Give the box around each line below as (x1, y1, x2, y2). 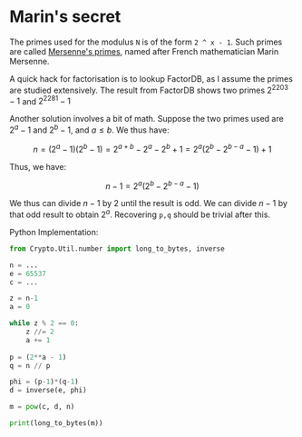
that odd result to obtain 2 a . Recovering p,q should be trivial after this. (9, 207, 270, 220)
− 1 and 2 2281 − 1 (9, 94, 71, 106)
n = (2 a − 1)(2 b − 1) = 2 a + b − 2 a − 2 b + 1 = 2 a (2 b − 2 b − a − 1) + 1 (33, 142, 272, 154)
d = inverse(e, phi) (9, 386, 88, 395)
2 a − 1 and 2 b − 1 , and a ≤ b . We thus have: (9, 123, 170, 135)
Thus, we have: (9, 161, 66, 172)
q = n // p (9, 361, 51, 370)
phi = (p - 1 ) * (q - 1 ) (9, 377, 79, 387)
